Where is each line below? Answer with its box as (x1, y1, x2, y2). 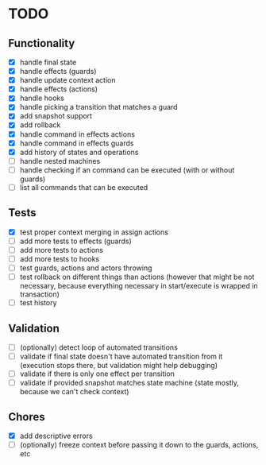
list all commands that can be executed (19, 182, 148, 192)
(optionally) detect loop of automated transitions (19, 343, 179, 352)
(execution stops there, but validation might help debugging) (19, 361, 218, 370)
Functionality (8, 37, 75, 50)
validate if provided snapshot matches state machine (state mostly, (19, 378, 240, 388)
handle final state (19, 57, 77, 67)
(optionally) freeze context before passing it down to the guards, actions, (19, 440, 259, 450)
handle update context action (19, 76, 116, 85)
